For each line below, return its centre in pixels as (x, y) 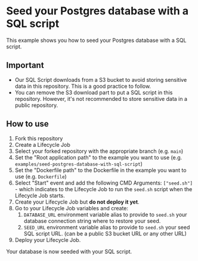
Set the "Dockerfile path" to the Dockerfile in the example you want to (100, 170)
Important (25, 65)
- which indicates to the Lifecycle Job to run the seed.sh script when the (103, 189)
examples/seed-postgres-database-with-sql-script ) (79, 164)
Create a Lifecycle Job (42, 145)
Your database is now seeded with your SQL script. (69, 251)
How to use (27, 124)
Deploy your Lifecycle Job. (48, 239)
